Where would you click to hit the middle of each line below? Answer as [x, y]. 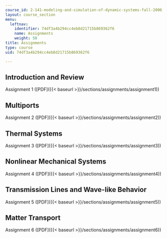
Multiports [22, 105]
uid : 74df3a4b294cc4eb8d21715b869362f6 [47, 52]
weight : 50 [26, 38]
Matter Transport [33, 217]
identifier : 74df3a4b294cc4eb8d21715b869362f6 [64, 29]
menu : [11, 19]
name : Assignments [34, 33]
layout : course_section [30, 15]
